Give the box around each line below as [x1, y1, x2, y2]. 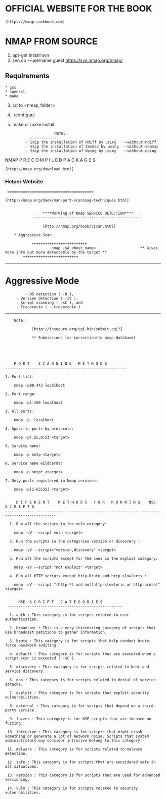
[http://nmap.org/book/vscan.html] [42, 224, 116, 229]
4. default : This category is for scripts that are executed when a [9, 651, 156, 656]
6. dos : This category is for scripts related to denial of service [9, 677, 156, 682]
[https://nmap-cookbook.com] [5, 19, 65, 24]
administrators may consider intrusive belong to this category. [5, 738, 142, 743]
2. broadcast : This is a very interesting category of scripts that [9, 625, 156, 630]
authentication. [5, 617, 39, 622]
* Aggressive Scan [14, 232, 52, 238]
